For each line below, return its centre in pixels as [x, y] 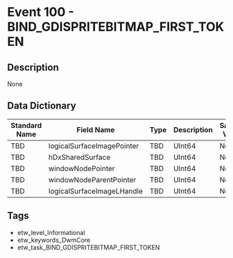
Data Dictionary [42, 106]
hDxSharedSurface [79, 157]
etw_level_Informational [51, 232]
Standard [26, 125]
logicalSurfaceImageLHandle [96, 191]
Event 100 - [41, 12]
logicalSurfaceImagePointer [94, 145]
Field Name [96, 129]
